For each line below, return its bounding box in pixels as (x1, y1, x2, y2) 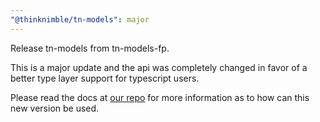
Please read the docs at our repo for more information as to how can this (10, 91, 310, 103)
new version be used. (10, 102, 100, 114)
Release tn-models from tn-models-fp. (10, 42, 170, 54)
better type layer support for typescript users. (10, 72, 200, 84)
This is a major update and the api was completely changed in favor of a (10, 61, 308, 73)
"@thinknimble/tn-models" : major (10, 14, 150, 25)
